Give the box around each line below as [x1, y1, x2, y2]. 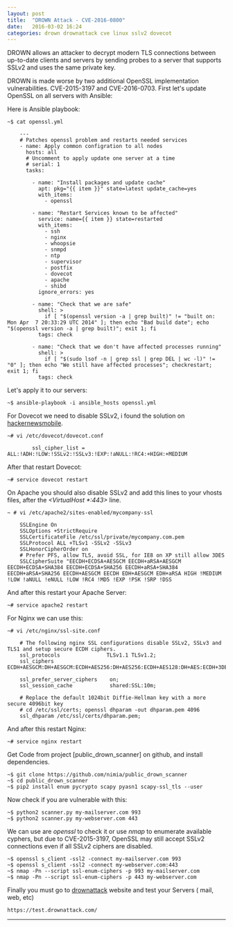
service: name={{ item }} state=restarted [37, 216, 163, 223]
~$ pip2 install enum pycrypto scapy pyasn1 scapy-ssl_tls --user [7, 783, 203, 791]
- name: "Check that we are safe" [32, 301, 132, 308]
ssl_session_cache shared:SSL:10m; [19, 682, 157, 689]
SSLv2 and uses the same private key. [7, 63, 116, 72]
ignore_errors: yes [37, 289, 95, 296]
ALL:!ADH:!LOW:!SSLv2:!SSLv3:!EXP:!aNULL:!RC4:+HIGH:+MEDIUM [7, 451, 188, 458]
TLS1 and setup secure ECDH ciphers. [7, 646, 116, 653]
